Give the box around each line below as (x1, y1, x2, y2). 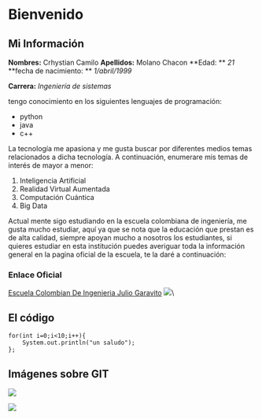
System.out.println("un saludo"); (22, 339, 135, 347)
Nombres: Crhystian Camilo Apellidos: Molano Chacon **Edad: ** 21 (8, 57, 234, 67)
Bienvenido (8, 6, 84, 24)
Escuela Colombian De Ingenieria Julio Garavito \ (8, 288, 175, 298)
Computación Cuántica (19, 193, 94, 202)
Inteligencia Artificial (19, 176, 87, 185)
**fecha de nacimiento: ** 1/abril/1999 (8, 66, 132, 76)
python (19, 112, 43, 121)
